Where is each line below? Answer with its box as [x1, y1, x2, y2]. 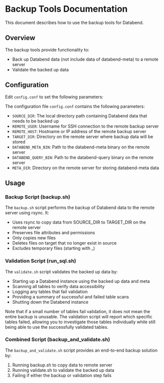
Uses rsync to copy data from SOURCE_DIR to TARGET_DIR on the [12, 219, 146, 225]
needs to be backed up [12, 118, 59, 124]
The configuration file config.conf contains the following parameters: [5, 103, 145, 109]
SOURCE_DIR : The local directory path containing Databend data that [12, 113, 147, 118]
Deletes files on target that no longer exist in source [12, 240, 117, 246]
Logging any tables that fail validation [12, 289, 88, 294]
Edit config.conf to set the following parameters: [5, 94, 104, 100]
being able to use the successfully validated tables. [5, 324, 109, 330]
